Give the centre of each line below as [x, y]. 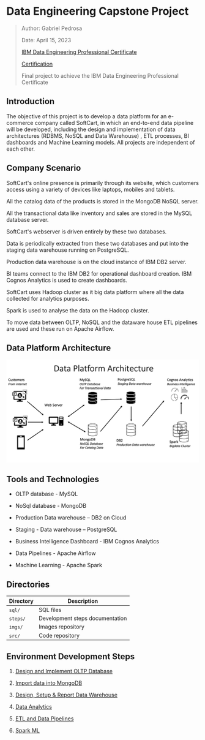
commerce [20, 123]
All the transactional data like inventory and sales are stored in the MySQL [99, 213]
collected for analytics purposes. [48, 298]
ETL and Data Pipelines [44, 719]
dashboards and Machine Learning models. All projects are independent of [101, 142]
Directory [21, 601]
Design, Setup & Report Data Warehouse [66, 695]
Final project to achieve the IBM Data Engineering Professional [100, 75]
